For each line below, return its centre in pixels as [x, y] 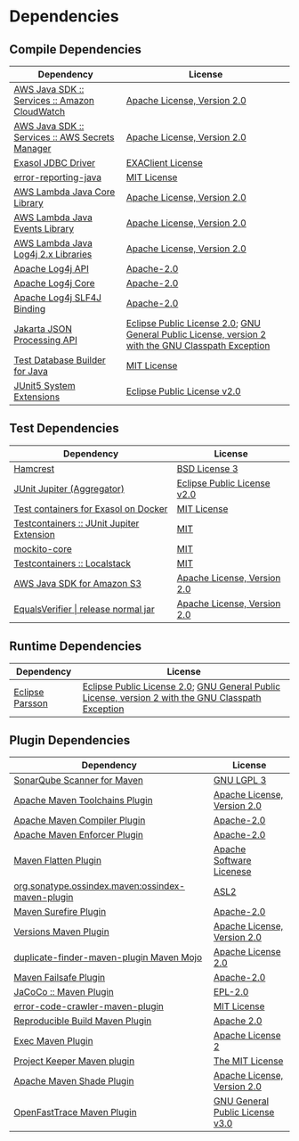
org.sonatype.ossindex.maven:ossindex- [99, 886]
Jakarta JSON [43, 329]
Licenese [232, 872]
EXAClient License [164, 163]
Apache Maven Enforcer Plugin [79, 835]
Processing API [45, 340]
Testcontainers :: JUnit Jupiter [77, 523]
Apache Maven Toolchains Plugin [83, 800]
